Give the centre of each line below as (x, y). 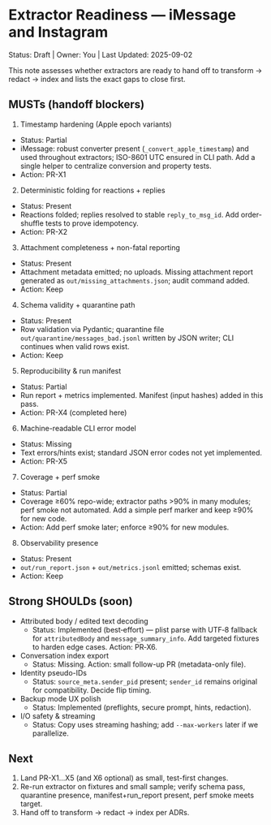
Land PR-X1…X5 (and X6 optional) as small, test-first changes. (124, 778)
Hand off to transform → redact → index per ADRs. (105, 813)
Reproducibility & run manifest (71, 370)
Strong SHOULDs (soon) (71, 601)
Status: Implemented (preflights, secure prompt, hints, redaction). (142, 707)
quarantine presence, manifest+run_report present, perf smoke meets (137, 795)
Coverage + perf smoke (60, 477)
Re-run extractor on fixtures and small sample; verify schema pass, (133, 787)
